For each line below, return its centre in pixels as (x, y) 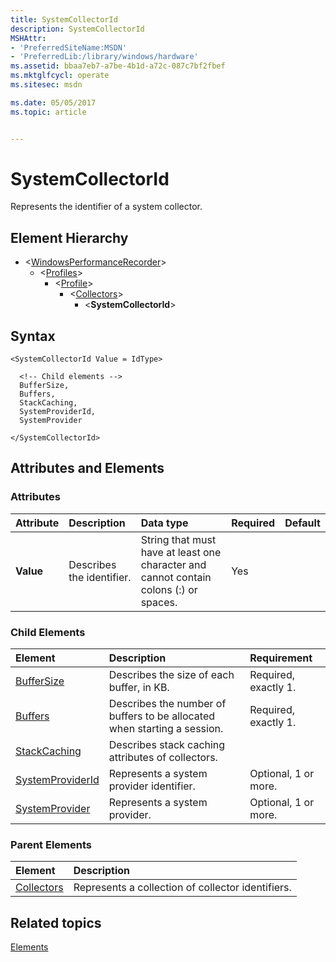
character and (173, 564)
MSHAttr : (28, 38)
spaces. (159, 602)
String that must (178, 539)
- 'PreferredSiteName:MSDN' (69, 47)
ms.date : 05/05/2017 (53, 102)
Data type (164, 523)
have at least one (181, 552)
